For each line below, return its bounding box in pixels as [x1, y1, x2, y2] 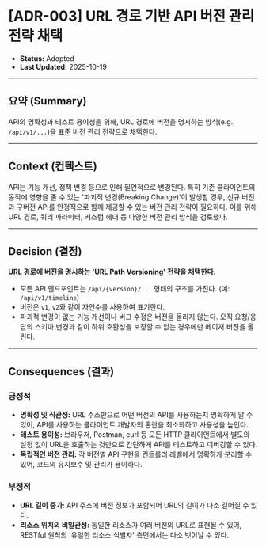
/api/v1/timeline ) [19, 293, 80, 302]
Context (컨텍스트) [8, 160, 97, 173]
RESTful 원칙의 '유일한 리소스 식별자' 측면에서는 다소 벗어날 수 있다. [19, 530, 230, 540]
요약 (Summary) [8, 94, 87, 108]
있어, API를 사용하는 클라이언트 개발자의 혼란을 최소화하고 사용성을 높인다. [19, 420, 249, 430]
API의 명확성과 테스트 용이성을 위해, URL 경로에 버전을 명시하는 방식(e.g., [8, 116, 236, 127]
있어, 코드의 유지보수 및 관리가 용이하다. [19, 460, 142, 469]
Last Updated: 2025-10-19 [19, 62, 107, 71]
